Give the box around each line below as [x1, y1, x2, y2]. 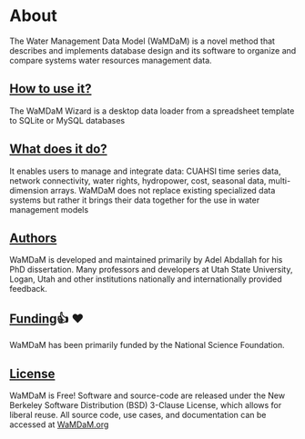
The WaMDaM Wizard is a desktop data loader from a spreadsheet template [9, 105, 295, 116]
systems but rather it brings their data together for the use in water [9, 195, 260, 205]
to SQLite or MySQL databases [9, 115, 126, 125]
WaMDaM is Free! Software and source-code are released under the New [9, 390, 285, 401]
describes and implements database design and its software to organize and [9, 45, 297, 55]
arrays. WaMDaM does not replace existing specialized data [50, 185, 276, 195]
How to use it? [9, 81, 92, 96]
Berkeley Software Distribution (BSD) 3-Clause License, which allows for [9, 400, 282, 410]
